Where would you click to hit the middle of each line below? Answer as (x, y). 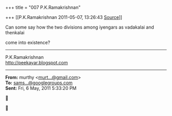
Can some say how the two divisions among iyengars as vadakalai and (80, 27)
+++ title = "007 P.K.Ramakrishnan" (43, 7)
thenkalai (15, 32)
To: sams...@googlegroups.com (39, 83)
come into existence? (28, 42)
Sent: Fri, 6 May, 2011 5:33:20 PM (41, 88)
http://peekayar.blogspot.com (37, 63)
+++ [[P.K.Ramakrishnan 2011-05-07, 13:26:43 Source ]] (64, 17)
